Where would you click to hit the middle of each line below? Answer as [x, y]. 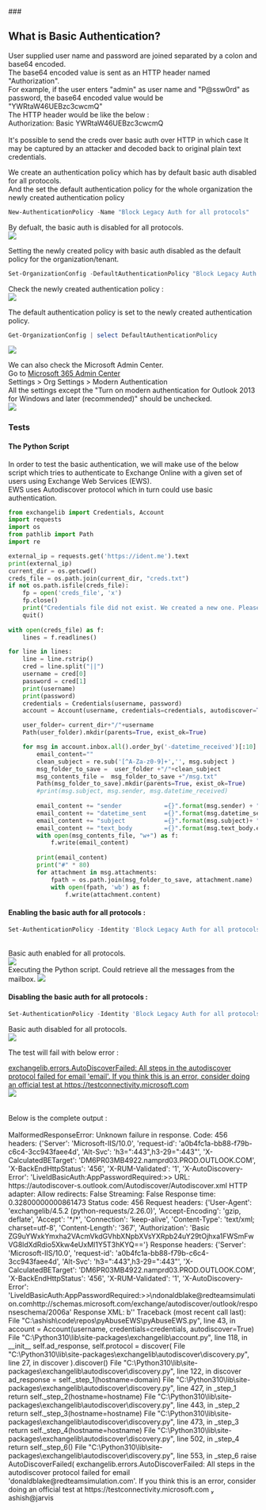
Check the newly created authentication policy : [86, 288]
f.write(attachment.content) [112, 894]
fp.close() [40, 601]
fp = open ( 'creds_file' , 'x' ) [72, 593]
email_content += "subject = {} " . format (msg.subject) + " [148, 821]
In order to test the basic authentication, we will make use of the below [123, 464]
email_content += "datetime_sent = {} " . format [120, 813]
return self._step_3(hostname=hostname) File [82, 1413]
